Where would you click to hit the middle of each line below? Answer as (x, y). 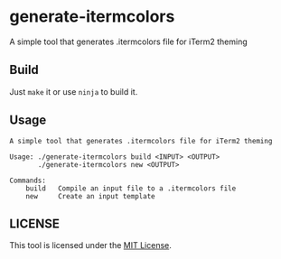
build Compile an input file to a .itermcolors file (131, 188)
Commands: (28, 180)
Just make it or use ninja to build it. (74, 91)
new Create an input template (90, 196)
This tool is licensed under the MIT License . (90, 245)
